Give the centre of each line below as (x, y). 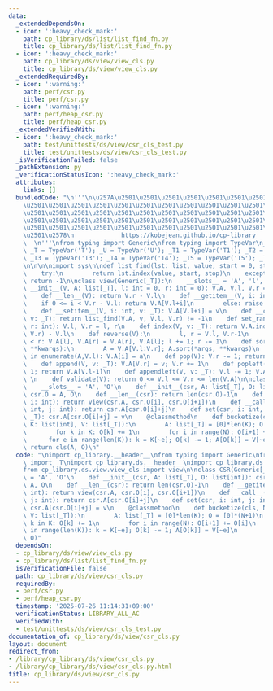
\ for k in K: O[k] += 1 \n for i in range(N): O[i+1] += (147, 432)
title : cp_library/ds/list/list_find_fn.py (98, 46)
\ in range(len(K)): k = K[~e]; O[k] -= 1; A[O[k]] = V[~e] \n (130, 531)
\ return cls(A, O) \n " (61, 447)
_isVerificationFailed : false (67, 160)
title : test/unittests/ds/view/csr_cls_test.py (105, 152)
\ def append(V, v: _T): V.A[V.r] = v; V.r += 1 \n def (128, 364)
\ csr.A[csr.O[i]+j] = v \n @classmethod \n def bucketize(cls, (141, 508)
